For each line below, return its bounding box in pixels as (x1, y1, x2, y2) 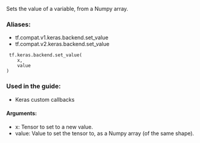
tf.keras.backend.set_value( (8, 52, 83, 58)
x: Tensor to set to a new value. (15, 123, 94, 130)
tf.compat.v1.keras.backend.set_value (15, 34, 109, 41)
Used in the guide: (6, 82, 61, 90)
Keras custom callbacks (15, 96, 75, 103)
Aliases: (6, 20, 31, 28)
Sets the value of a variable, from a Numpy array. (6, 5, 129, 12)
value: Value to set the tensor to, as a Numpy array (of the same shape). (15, 130, 195, 137)
